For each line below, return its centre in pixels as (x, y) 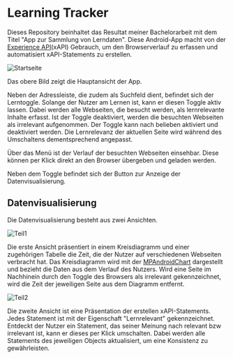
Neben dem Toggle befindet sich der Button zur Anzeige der (94, 174)
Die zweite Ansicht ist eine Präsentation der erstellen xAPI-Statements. (109, 311)
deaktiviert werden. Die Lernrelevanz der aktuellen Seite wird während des (114, 132)
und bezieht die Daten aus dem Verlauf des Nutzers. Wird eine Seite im (109, 269)
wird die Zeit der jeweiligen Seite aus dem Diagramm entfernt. (96, 284)
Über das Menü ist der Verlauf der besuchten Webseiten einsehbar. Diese (113, 153)
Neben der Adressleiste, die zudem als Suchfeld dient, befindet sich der (111, 95)
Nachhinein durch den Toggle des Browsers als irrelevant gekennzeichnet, (114, 276)
